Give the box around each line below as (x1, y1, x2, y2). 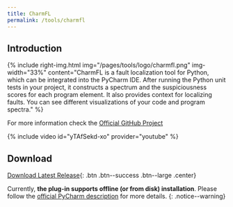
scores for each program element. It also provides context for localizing (7, 91, 212, 99)
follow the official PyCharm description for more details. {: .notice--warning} (7, 192, 226, 201)
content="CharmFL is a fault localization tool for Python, (47, 68, 209, 77)
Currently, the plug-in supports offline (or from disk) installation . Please (7, 185, 218, 193)
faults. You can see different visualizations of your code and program (7, 98, 205, 107)
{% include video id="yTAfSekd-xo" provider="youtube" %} (7, 132, 179, 141)
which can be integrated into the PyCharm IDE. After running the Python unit (7, 76, 226, 84)
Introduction (7, 43, 63, 54)
